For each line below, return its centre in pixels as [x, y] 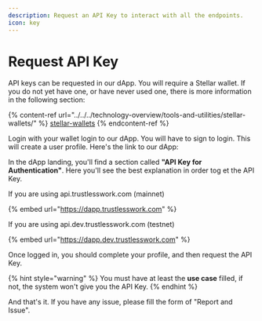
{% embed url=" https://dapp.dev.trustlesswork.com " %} [99, 239]
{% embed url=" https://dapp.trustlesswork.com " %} [93, 210]
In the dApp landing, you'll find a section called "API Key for [105, 162]
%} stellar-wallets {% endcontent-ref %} [104, 123]
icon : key [24, 23]
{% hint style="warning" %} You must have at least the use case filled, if [126, 279]
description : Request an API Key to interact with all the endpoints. [126, 15]
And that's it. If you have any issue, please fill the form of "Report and [120, 302]
